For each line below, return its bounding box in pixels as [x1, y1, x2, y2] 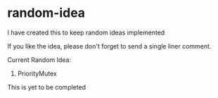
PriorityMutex [17, 69, 58, 78]
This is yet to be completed [7, 82, 86, 91]
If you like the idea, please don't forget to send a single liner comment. [7, 42, 212, 50]
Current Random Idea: [7, 55, 72, 64]
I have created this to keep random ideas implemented [7, 28, 165, 37]
